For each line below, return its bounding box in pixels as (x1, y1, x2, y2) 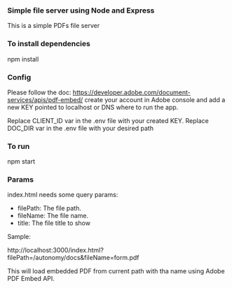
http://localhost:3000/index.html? (7, 246, 104, 254)
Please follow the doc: (7, 88, 71, 96)
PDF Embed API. (7, 275, 55, 283)
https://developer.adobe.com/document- (72, 88, 191, 96)
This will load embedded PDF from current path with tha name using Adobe (7, 267, 226, 275)
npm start (7, 157, 36, 166)
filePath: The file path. (17, 204, 82, 213)
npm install (7, 55, 39, 63)
